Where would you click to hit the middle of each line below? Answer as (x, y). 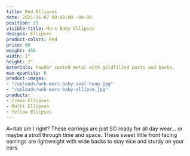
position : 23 (22, 23)
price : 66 (19, 45)
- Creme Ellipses (28, 100)
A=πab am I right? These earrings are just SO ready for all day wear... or (95, 129)
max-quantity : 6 (26, 73)
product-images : (26, 78)
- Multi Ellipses (28, 106)
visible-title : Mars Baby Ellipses (50, 28)
